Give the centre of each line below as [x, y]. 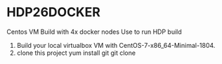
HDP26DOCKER [54, 12]
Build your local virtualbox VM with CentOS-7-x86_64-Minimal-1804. [116, 45]
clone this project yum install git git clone [76, 53]
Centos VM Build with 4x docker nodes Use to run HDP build [94, 32]
